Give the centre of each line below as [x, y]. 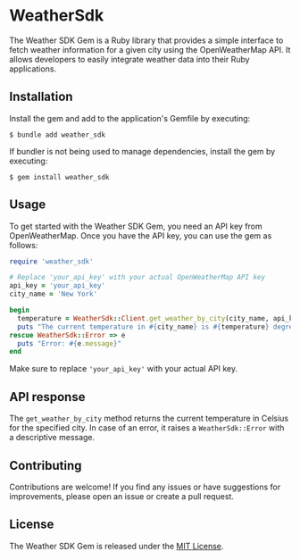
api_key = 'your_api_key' [57, 286]
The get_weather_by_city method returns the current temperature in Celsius [149, 418]
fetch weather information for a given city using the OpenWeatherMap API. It [150, 49]
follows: [24, 245]
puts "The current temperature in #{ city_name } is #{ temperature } [143, 327]
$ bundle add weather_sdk [57, 135]
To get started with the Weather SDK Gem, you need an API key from [136, 226]
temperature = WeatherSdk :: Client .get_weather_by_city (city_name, [143, 318]
